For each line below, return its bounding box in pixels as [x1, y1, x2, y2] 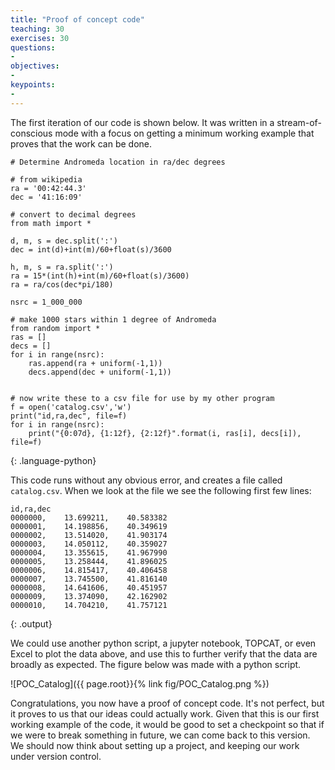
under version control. [10, 750, 102, 762]
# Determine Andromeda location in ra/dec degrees [10, 157, 226, 167]
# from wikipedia [10, 174, 83, 185]
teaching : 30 [10, 24, 65, 34]
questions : [10, 42, 56, 53]
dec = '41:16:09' [10, 192, 83, 202]
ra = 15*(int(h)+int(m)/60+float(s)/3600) [10, 271, 190, 281]
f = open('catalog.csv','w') [10, 402, 132, 412]
